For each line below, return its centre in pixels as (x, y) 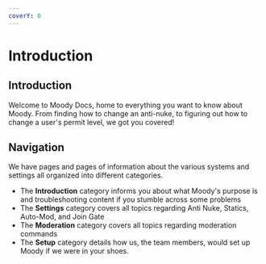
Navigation (36, 147)
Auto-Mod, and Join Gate (62, 217)
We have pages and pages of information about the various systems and (129, 167)
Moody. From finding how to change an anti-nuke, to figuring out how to (128, 113)
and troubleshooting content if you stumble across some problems (131, 199)
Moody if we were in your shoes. (74, 251)
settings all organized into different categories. (86, 175)
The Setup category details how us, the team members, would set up (135, 242)
